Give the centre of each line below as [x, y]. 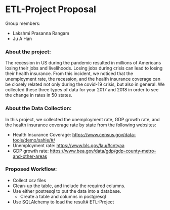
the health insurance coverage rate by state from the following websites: [81, 125]
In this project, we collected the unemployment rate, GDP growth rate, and [83, 119]
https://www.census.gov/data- [104, 134]
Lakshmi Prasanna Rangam [41, 33]
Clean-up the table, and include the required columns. [69, 186]
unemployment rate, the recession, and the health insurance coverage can [83, 79]
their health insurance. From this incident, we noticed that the [69, 74]
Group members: [23, 23]
